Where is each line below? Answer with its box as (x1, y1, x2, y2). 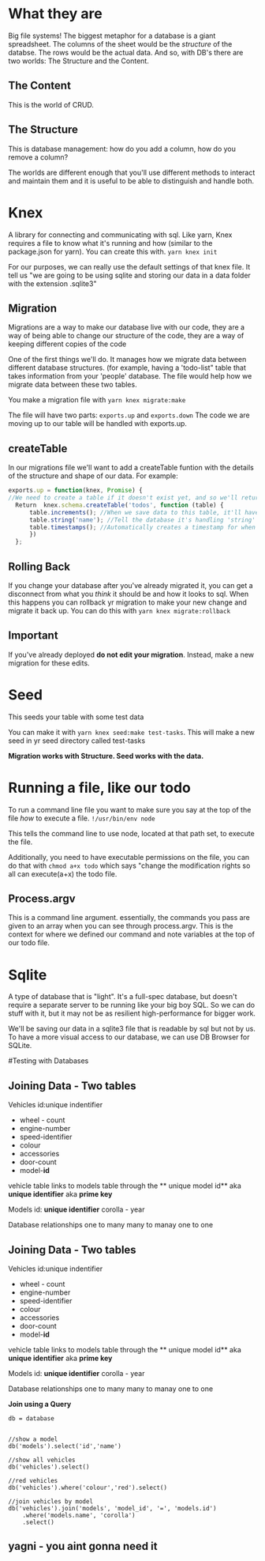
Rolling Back (8, 560, 71, 573)
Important (8, 629, 58, 643)
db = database (8, 1415, 55, 1423)
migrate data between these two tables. (8, 380, 137, 390)
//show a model (8, 1435, 58, 1443)
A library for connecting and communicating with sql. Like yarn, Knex (8, 230, 233, 239)
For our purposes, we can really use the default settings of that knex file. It (8, 262, 251, 271)
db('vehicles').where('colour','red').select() (8, 1484, 168, 1491)
